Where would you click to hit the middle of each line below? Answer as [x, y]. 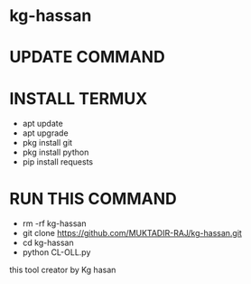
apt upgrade [46, 133]
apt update [42, 124]
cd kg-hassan [48, 243]
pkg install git [47, 143]
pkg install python [56, 152]
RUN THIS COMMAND [93, 199]
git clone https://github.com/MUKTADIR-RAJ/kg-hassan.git [132, 233]
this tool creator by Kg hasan [63, 270]
